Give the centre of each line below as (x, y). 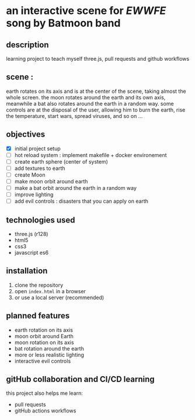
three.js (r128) (31, 234)
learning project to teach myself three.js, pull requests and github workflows (98, 59)
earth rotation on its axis (43, 330)
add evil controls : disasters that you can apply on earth (81, 201)
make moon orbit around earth (51, 181)
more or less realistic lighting (49, 355)
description (27, 45)
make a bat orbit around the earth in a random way (76, 188)
